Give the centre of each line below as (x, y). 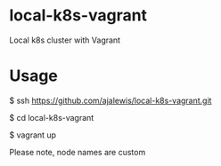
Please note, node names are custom (78, 152)
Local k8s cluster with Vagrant (65, 40)
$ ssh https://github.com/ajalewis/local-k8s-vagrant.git (110, 100)
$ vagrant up (33, 135)
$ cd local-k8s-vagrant (52, 117)
